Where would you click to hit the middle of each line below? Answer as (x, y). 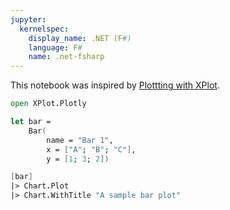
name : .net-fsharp (66, 57)
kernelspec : (44, 29)
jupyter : (28, 19)
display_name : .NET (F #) (80, 38)
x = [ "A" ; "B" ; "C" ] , (91, 149)
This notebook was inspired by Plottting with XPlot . (115, 85)
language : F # (55, 47)
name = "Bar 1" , (80, 140)
